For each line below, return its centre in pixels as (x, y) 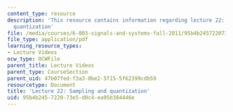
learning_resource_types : (44, 46)
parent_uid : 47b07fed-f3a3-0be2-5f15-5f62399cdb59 (82, 78)
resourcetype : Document (42, 85)
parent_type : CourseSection (48, 72)
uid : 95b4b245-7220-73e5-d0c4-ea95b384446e (71, 98)
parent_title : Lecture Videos (51, 65)
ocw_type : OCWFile (34, 59)
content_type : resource (42, 14)
